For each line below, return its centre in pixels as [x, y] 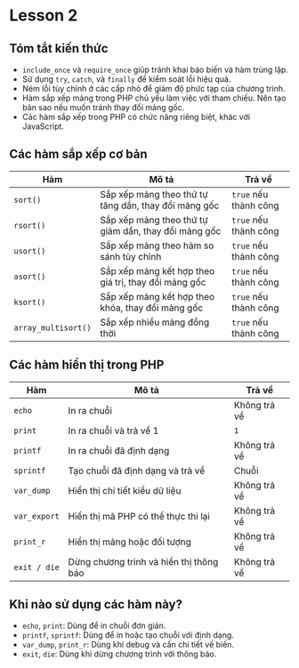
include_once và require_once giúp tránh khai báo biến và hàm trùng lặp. [155, 69]
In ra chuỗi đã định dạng [119, 450]
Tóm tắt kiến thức [59, 48]
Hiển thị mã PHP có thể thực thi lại [139, 516]
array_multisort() [53, 327]
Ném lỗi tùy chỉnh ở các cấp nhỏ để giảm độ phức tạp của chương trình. [154, 89]
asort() [30, 276]
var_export [36, 516]
